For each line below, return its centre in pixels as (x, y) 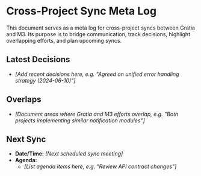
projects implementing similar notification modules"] (80, 120)
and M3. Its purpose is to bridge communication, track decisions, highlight (98, 34)
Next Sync (26, 139)
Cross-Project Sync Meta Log (82, 11)
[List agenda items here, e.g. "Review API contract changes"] (100, 166)
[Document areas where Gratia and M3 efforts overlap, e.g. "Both (97, 114)
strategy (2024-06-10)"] (45, 80)
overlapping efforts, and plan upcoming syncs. (64, 40)
